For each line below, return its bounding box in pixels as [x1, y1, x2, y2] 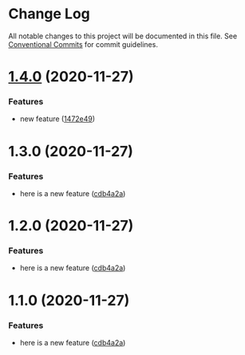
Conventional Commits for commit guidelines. [8, 39, 158, 49]
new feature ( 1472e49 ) [19, 114, 96, 124]
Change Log [8, 5, 90, 23]
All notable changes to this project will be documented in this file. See [8, 31, 238, 41]
